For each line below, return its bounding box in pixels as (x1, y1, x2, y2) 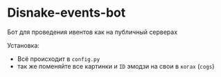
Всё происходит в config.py (17, 54, 100, 63)
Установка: (7, 41, 40, 49)
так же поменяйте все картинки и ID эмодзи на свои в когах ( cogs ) (17, 62, 215, 70)
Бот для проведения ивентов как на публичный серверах (7, 28, 178, 36)
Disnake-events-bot (7, 5, 126, 21)
